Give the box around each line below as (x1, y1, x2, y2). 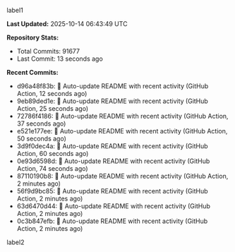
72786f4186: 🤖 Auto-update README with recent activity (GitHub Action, (16, 112, 229, 120)
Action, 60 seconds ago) (16, 150, 89, 157)
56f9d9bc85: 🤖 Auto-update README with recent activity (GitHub (16, 187, 209, 195)
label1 (6, 6, 24, 14)
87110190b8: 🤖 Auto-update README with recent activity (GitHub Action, (16, 172, 229, 180)
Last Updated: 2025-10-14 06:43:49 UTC (6, 20, 128, 28)
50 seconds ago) (16, 134, 66, 143)
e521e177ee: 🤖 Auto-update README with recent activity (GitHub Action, (16, 127, 228, 135)
